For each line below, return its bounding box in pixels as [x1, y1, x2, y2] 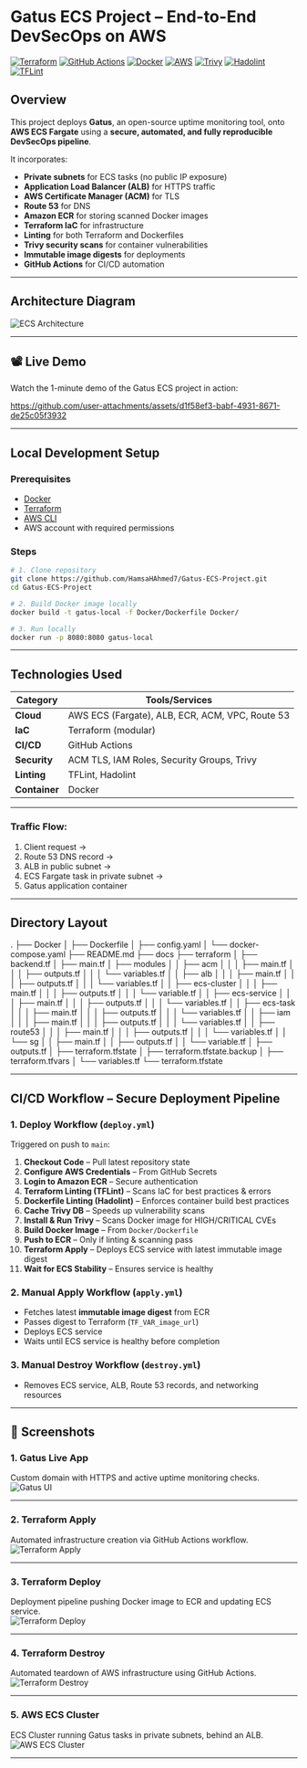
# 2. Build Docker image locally [10, 599, 138, 608]
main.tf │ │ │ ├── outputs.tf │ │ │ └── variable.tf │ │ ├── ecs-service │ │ [10, 988, 292, 999]
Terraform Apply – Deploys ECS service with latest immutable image [23, 1244, 282, 1255]
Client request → [23, 841, 87, 852]
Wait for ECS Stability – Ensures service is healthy [23, 1263, 214, 1275]
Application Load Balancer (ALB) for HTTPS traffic [23, 181, 216, 192]
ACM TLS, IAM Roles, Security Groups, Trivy [67, 753, 258, 766]
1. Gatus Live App [10, 1452, 89, 1464]
